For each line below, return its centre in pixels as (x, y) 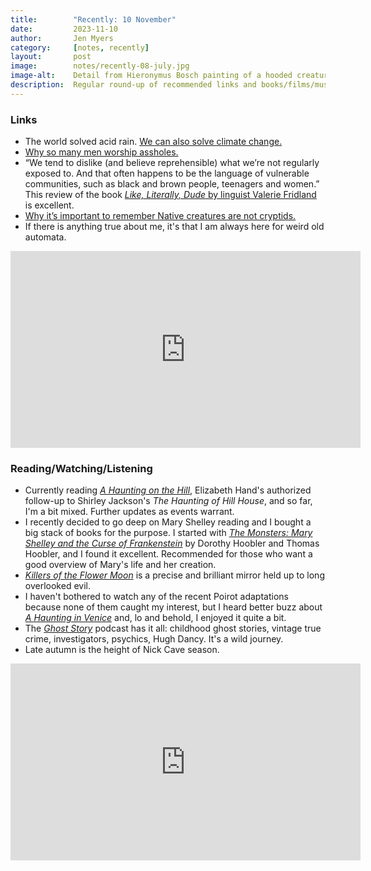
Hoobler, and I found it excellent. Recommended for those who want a (168, 554)
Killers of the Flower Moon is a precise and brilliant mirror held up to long (174, 575)
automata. (45, 237)
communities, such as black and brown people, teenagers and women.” (172, 184)
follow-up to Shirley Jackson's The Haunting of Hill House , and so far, (168, 501)
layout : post (51, 57)
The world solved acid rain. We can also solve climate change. (153, 142)
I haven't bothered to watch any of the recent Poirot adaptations (156, 597)
